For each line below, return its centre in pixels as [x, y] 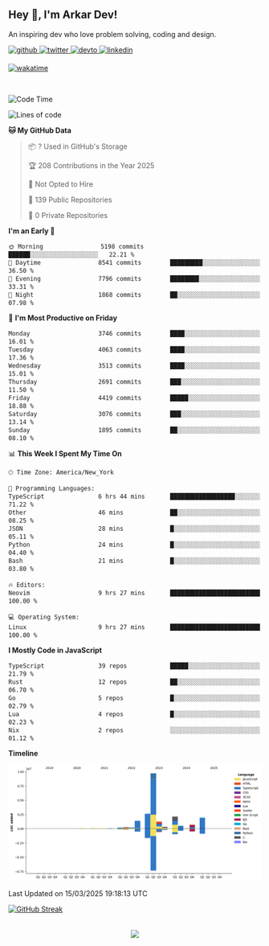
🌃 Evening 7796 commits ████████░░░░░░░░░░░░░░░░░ [134, 278]
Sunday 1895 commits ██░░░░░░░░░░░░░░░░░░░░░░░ [134, 430]
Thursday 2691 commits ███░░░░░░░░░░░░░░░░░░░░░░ [134, 382]
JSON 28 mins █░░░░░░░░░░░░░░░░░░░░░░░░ [134, 529]
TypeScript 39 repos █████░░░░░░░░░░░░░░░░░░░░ [134, 666]
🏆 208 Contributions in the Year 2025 [91, 165]
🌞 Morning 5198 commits [76, 246]
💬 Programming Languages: [51, 488]
